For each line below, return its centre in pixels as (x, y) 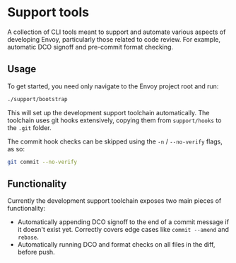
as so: (16, 148)
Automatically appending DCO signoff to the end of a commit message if (123, 222)
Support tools (48, 12)
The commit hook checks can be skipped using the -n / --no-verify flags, (115, 141)
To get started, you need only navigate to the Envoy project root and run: (113, 86)
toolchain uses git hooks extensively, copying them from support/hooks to (114, 120)
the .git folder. (29, 127)
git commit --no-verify (42, 162)
